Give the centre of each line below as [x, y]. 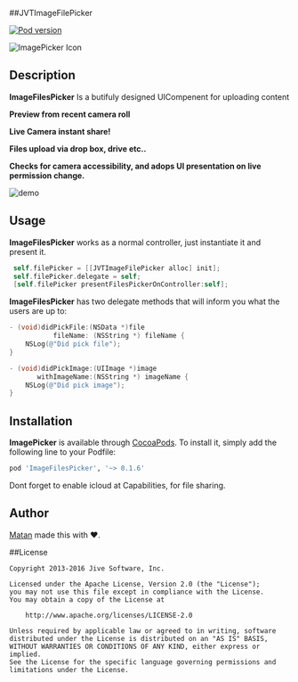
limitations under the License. [69, 670]
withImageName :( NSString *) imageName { [113, 377]
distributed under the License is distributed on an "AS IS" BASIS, [139, 638]
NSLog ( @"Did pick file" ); [73, 344]
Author [29, 513]
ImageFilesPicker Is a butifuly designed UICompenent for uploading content [149, 96]
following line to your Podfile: [63, 452]
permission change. [47, 175]
